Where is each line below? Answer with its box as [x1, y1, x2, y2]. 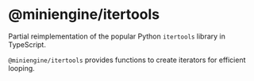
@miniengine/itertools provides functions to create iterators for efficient [8, 55, 246, 64]
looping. [8, 63, 36, 72]
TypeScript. [8, 39, 46, 49]
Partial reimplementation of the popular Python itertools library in [8, 31, 226, 41]
